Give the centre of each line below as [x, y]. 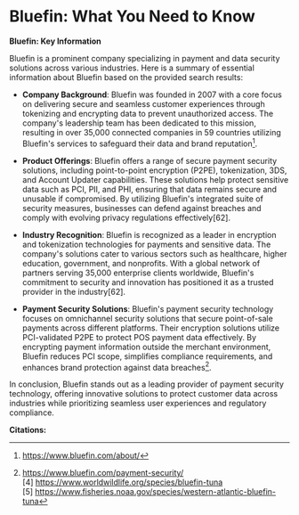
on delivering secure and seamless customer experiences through [143, 103]
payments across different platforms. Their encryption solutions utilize [151, 328]
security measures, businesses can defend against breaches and [141, 208]
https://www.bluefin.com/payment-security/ [103, 473]
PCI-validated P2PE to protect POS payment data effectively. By [139, 337]
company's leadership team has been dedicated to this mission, [139, 123]
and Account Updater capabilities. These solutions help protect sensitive [155, 179]
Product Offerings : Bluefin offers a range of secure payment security [149, 160]
